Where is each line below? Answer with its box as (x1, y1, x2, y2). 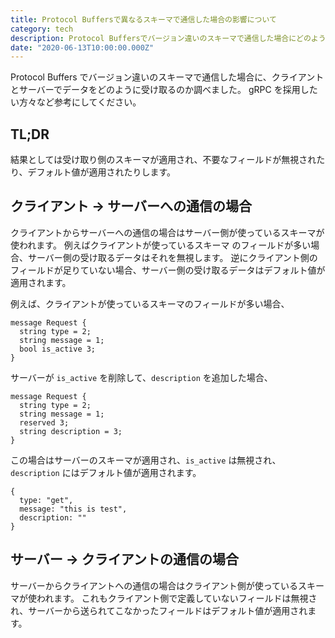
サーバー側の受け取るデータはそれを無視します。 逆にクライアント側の (27, 251, 318, 263)
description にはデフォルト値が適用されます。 (10, 466, 202, 478)
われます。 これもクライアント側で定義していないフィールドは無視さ (36, 592, 318, 604)
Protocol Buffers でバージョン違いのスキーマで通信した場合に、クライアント (10, 71, 325, 83)
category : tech (10, 24, 74, 34)
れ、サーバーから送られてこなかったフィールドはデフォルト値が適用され (10, 604, 308, 616)
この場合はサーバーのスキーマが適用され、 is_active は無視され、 (10, 454, 282, 466)
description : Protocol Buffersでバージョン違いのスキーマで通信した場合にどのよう (10, 33, 327, 43)
